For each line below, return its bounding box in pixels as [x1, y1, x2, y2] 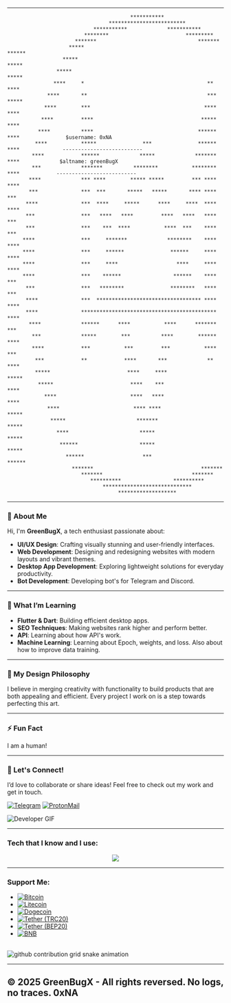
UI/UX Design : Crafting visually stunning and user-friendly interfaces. [16, 541, 215, 549]
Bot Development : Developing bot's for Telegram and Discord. [16, 577, 195, 585]
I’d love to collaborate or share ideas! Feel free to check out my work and [7, 781, 214, 789]
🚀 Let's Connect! [7, 765, 64, 775]
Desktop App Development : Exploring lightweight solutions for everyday [16, 562, 224, 571]
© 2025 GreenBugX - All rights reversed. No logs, [7, 976, 224, 988]
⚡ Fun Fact [7, 723, 43, 733]
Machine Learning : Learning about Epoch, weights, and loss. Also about [16, 638, 223, 647]
